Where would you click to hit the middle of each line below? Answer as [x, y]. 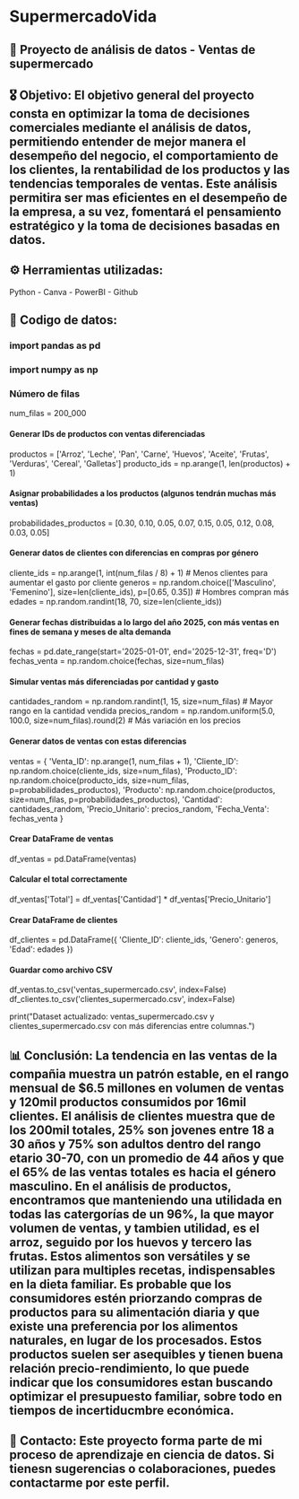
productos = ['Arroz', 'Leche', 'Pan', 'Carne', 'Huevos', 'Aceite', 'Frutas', [139, 454]
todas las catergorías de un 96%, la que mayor [142, 1214]
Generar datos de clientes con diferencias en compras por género [134, 553]
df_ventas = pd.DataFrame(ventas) [73, 858]
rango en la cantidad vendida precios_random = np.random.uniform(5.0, [142, 711]
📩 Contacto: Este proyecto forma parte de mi [136, 1441]
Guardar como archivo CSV [61, 970]
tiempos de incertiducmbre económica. [122, 1410]
